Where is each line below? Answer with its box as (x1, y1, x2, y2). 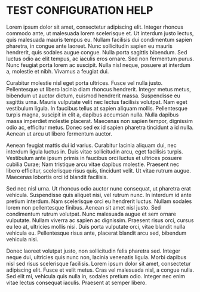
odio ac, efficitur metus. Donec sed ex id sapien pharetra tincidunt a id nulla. (6, 124, 194, 131)
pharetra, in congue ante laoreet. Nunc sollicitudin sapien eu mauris (6, 42, 173, 50)
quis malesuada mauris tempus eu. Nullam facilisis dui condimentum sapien (6, 36, 193, 43)
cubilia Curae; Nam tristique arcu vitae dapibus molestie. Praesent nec (6, 161, 180, 168)
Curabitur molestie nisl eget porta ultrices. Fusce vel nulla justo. (6, 79, 163, 87)
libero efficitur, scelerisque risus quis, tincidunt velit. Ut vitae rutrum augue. (6, 167, 191, 174)
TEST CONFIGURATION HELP (6, 4, 153, 17)
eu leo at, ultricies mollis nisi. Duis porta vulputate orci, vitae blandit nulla (6, 223, 186, 230)
